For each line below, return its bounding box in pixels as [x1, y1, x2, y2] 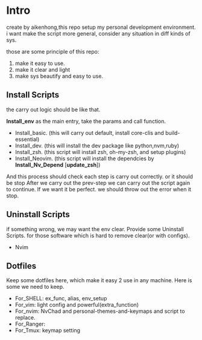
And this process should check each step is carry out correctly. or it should [6, 173, 193, 180]
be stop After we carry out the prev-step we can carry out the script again [6, 179, 191, 187]
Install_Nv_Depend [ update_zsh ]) [14, 161, 101, 168]
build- [165, 129, 180, 136]
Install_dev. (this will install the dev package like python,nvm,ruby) [14, 142, 180, 149]
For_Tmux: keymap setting [14, 327, 80, 334]
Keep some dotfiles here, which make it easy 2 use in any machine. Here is [6, 277, 192, 284]
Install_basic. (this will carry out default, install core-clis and [14, 129, 165, 136]
